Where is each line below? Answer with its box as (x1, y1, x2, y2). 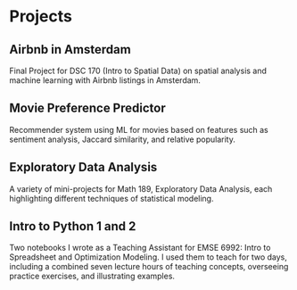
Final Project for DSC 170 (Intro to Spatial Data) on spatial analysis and (9, 65, 268, 76)
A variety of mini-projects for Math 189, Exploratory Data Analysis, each (9, 183, 273, 194)
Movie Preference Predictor (9, 101, 167, 116)
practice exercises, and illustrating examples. (9, 270, 176, 282)
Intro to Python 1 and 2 (9, 219, 136, 234)
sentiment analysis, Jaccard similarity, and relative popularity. (9, 134, 236, 145)
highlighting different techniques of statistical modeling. (9, 193, 214, 203)
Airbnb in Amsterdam (9, 42, 131, 57)
